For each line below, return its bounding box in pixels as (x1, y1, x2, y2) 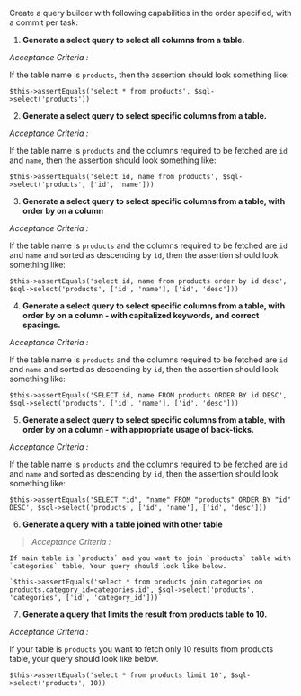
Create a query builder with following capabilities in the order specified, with (9, 8, 292, 18)
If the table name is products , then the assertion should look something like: (9, 69, 289, 80)
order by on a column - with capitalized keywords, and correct (22, 310, 260, 320)
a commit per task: (9, 17, 79, 28)
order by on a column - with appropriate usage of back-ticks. (22, 424, 254, 434)
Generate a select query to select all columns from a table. (22, 35, 245, 45)
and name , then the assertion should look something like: (9, 155, 217, 165)
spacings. (22, 319, 61, 330)
